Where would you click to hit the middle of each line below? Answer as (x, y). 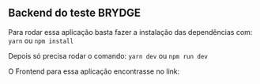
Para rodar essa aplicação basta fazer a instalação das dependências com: (130, 32)
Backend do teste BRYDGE (74, 13)
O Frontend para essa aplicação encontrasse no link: (94, 71)
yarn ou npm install (41, 40)
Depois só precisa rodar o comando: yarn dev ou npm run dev (108, 55)
